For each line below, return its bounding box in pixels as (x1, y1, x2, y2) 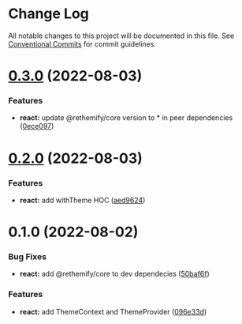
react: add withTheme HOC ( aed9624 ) (19, 195, 146, 205)
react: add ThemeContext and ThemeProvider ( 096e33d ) (19, 307, 207, 316)
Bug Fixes (8, 251, 47, 262)
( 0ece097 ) (19, 122, 54, 131)
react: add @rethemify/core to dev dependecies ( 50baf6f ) (19, 269, 210, 279)
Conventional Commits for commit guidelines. (8, 39, 156, 48)
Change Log (8, 5, 89, 23)
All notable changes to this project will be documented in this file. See (8, 31, 235, 40)
